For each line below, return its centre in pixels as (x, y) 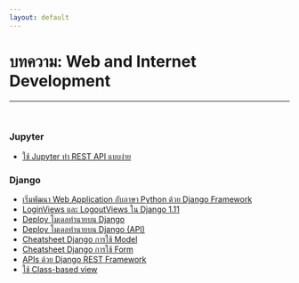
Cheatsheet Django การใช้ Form (77, 249)
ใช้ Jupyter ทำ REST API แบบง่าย (77, 156)
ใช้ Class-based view (60, 270)
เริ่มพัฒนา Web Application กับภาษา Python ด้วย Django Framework (137, 199)
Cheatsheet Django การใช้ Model (80, 239)
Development (60, 81)
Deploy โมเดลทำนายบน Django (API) (83, 230)
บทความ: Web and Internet (103, 61)
